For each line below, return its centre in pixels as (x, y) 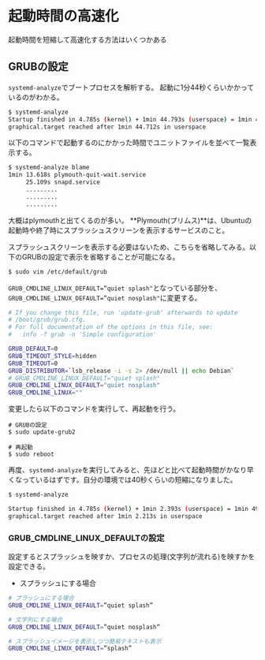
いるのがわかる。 (36, 97)
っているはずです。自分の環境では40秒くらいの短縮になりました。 (129, 480)
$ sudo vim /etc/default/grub (58, 272)
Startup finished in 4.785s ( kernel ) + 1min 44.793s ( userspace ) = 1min (130, 119)
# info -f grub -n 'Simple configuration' (82, 335)
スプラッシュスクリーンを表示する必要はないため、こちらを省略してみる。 (129, 247)
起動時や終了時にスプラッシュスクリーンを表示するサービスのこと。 (119, 230)
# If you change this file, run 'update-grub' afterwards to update (123, 312)
